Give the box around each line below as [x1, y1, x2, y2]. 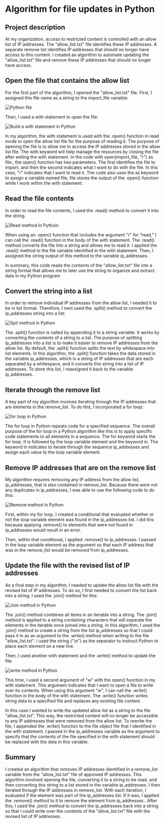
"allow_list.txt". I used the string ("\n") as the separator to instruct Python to [5, 638, 159, 644]
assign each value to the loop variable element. [5, 449, 101, 455]
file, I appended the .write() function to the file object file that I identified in [5, 723, 156, 729]
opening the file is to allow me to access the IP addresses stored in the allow [5, 143, 160, 149]
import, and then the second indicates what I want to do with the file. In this [5, 164, 158, 170]
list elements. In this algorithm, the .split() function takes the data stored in [5, 351, 156, 357]
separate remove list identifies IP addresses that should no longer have [5, 47, 149, 52]
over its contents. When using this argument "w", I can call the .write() [5, 687, 147, 693]
